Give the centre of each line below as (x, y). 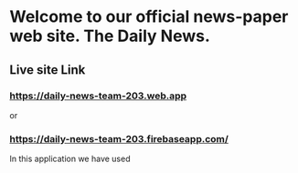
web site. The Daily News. (110, 36)
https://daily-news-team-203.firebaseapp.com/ (119, 138)
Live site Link (48, 70)
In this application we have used (70, 159)
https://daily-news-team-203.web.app (98, 96)
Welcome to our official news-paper (149, 17)
